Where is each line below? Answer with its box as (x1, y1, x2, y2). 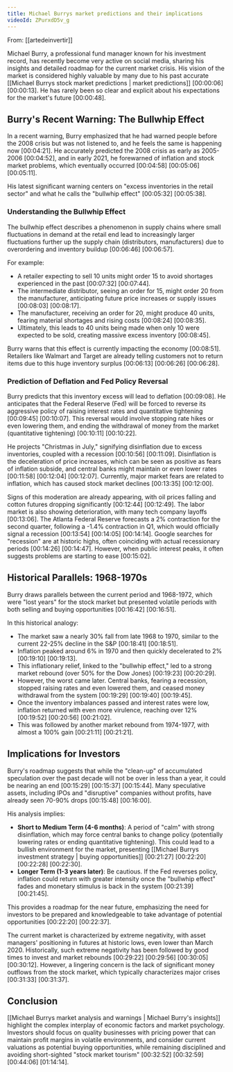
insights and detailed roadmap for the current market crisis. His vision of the (7, 64, 225, 72)
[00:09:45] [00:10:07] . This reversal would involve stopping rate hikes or (7, 414, 214, 422)
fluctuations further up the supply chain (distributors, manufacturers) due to (7, 237, 224, 246)
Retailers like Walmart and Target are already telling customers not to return (7, 351, 223, 360)
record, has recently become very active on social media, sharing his (7, 56, 205, 65)
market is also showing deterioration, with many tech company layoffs (7, 508, 207, 516)
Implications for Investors (7, 748, 121, 760)
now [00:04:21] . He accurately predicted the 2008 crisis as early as (7, 146, 200, 155)
